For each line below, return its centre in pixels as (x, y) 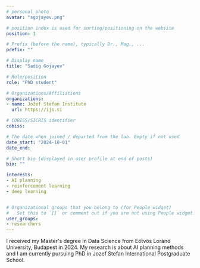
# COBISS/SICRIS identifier (41, 121)
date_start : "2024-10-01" (38, 142)
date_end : (18, 148)
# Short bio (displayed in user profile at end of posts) (79, 158)
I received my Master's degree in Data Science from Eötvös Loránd (88, 241)
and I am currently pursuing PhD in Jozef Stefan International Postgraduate (98, 254)
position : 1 (21, 33)
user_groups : (22, 219)
